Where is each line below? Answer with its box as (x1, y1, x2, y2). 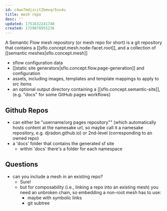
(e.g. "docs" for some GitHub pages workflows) (12, 92, 111, 98)
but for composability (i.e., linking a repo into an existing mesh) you (19, 184, 159, 190)
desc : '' (5, 16, 23, 21)
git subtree (27, 200, 50, 206)
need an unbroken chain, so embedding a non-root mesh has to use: (19, 189, 161, 195)
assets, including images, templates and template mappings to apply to (12, 76, 159, 82)
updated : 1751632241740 (5, 21, 55, 26)
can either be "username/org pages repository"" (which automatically (12, 119, 156, 125)
